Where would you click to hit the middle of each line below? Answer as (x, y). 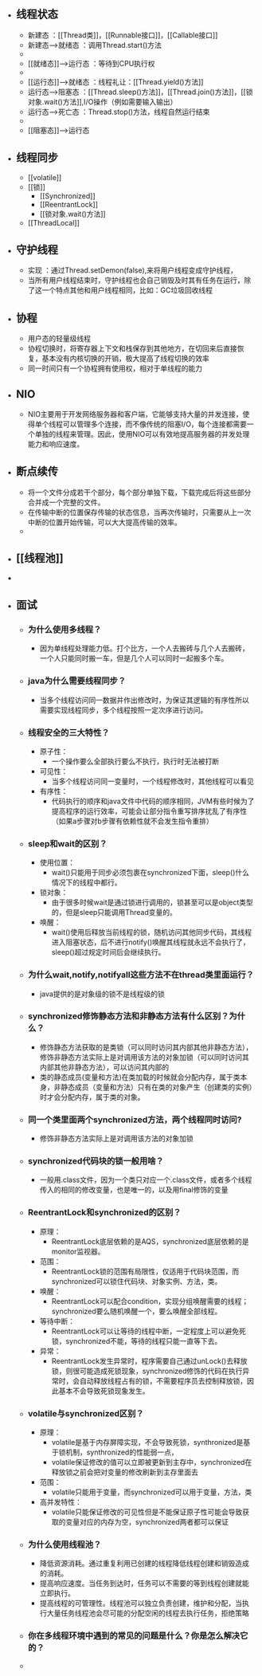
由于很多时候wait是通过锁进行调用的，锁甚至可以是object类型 (152, 902)
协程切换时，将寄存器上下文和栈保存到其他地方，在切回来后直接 (132, 348)
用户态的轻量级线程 (59, 339)
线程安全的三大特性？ (68, 732)
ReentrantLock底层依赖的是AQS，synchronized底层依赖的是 (150, 1241)
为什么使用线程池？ (65, 1545)
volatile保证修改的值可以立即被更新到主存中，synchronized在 (152, 1462)
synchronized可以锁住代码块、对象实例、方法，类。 (137, 1281)
